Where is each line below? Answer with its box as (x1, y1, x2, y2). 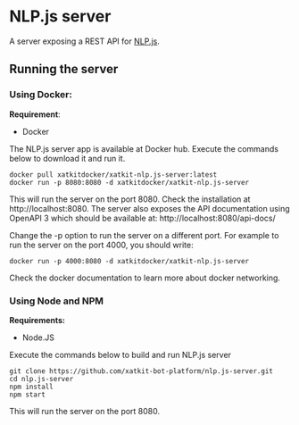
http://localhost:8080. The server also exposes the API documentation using (9, 203, 290, 213)
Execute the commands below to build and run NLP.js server (9, 349, 232, 360)
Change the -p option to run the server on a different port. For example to (9, 229, 279, 240)
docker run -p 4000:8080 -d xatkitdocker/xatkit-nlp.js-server (9, 256, 250, 265)
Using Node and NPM (9, 295, 104, 307)
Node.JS (21, 332, 55, 343)
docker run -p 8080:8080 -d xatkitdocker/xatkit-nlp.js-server (9, 178, 250, 187)
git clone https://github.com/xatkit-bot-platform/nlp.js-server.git (9, 366, 274, 376)
